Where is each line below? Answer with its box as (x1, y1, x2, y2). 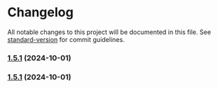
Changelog (7, 4, 74, 21)
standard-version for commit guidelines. (7, 35, 125, 43)
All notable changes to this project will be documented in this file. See (7, 28, 212, 36)
